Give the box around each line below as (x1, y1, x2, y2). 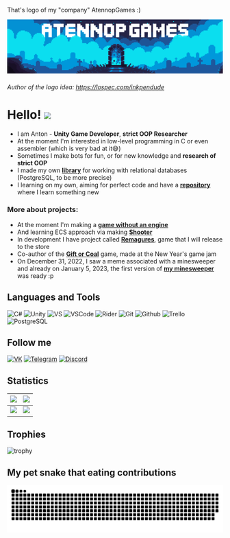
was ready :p (16, 271, 54, 280)
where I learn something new (16, 188, 99, 196)
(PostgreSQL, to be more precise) (16, 173, 112, 181)
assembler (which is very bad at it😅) (16, 144, 121, 152)
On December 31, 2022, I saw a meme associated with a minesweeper (16, 257, 216, 265)
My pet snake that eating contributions (7, 467, 177, 478)
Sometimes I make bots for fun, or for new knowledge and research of (16, 151, 216, 160)
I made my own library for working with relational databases (16, 166, 188, 174)
